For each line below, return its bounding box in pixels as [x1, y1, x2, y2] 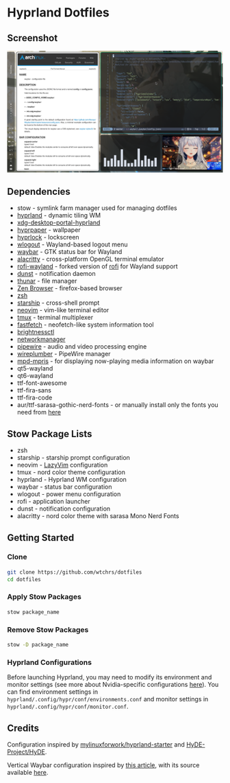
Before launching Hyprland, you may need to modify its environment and [7, 673, 212, 681]
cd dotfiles [7, 576, 41, 583]
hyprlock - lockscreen [16, 233, 80, 242]
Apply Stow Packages [7, 592, 82, 602]
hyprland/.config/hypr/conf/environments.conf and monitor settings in [7, 695, 209, 703]
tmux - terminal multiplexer [16, 314, 94, 322]
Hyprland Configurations [7, 657, 92, 667]
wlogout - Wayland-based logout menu [16, 240, 128, 248]
